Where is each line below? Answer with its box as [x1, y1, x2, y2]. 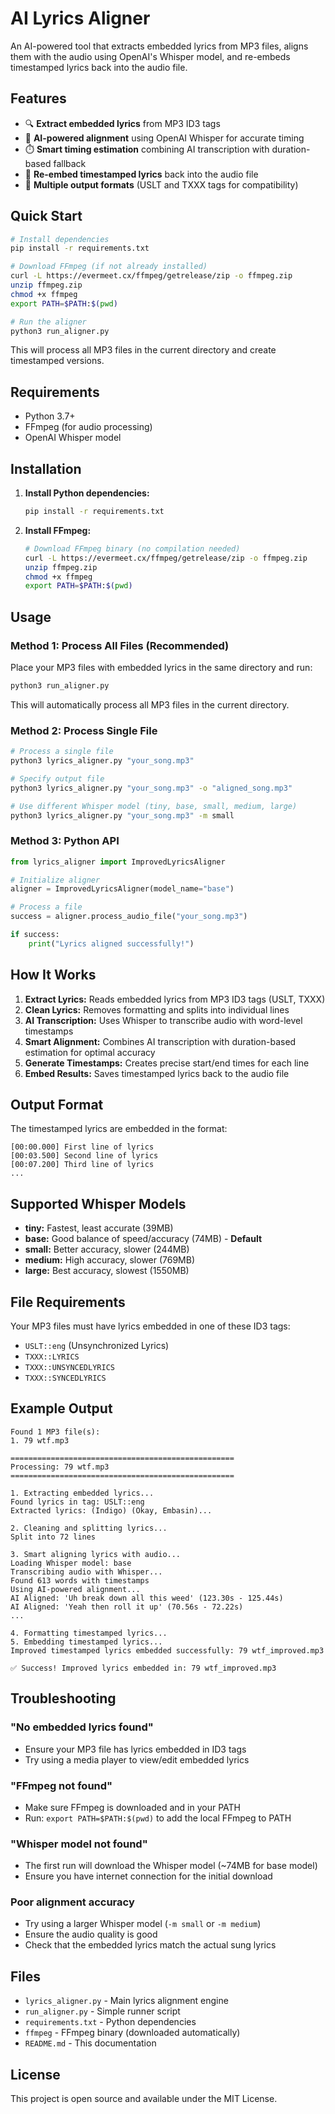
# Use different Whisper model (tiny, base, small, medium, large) [10, 801, 298, 811]
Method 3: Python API [10, 834, 120, 848]
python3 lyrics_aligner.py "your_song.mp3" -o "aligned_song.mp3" [10, 783, 293, 793]
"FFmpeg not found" [10, 1778, 113, 1792]
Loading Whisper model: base [10, 1558, 132, 1568]
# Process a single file [10, 747, 114, 757]
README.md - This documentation [24, 2037, 157, 2049]
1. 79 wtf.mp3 [10, 1435, 70, 1446]
